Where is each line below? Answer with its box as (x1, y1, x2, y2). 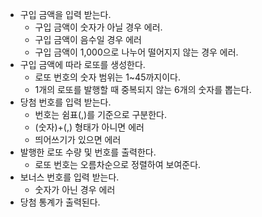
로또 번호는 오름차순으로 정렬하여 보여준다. (34, 159, 202, 170)
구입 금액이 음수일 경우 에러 (34, 34, 142, 45)
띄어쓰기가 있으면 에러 (34, 134, 122, 145)
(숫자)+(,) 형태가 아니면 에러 (34, 121, 145, 133)
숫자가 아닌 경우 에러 (34, 184, 116, 195)
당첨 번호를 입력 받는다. (19, 96, 112, 108)
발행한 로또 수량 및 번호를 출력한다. (19, 146, 157, 158)
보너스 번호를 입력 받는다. (19, 171, 120, 183)
